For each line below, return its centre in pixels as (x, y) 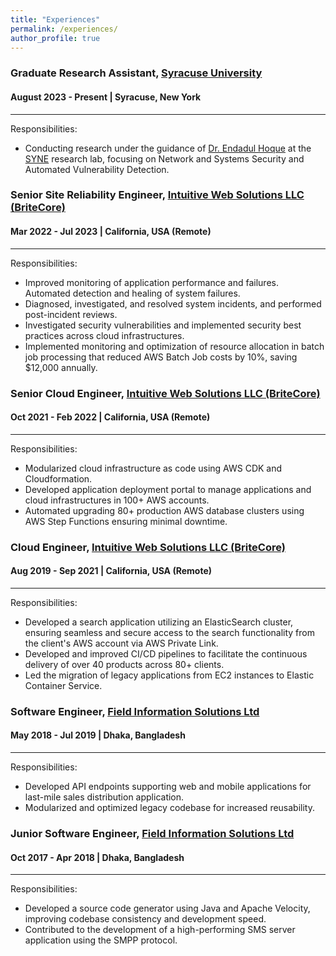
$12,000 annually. (61, 367)
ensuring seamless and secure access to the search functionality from (169, 632)
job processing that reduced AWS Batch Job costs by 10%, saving (161, 357)
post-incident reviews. (71, 314)
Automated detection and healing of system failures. (132, 293)
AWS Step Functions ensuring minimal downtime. (126, 521)
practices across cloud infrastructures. (104, 335)
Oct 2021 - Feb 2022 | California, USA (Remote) (110, 417)
